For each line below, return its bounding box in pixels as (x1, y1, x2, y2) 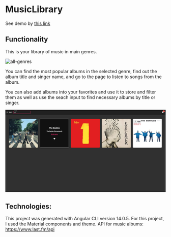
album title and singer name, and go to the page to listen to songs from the (5, 74, 162, 80)
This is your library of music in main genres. (5, 48, 97, 54)
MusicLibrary (5, 4, 63, 15)
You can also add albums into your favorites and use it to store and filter (5, 89, 156, 95)
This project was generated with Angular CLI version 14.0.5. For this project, (5, 215, 164, 221)
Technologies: (5, 202, 52, 211)
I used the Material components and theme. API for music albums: (5, 221, 144, 227)
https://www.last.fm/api (5, 226, 55, 232)
